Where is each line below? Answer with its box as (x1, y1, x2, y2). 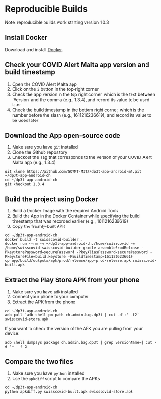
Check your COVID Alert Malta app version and (5, 61, 149, 69)
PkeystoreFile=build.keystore (5, 254, 66, 259)
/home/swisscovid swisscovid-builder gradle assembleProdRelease (5, 245, 139, 251)
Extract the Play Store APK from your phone (5, 276, 140, 284)
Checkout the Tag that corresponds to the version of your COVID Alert (12, 155, 152, 160)
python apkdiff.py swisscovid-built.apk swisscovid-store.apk (5, 389, 133, 394)
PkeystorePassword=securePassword (5, 250, 75, 255)
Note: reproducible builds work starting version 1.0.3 (5, 19, 109, 25)
